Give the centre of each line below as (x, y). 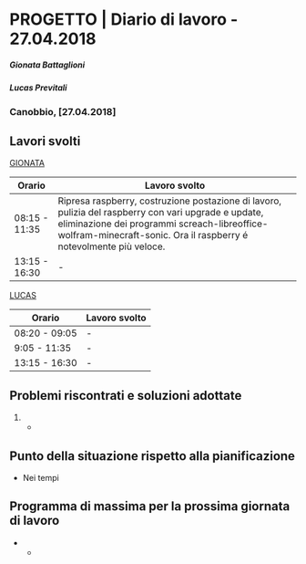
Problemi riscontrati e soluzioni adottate (126, 396)
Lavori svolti (45, 141)
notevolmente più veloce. (112, 246)
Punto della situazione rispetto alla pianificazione (153, 456)
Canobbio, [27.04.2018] (63, 111)
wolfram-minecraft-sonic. (114, 235)
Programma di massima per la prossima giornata (150, 507)
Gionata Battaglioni (47, 65)
